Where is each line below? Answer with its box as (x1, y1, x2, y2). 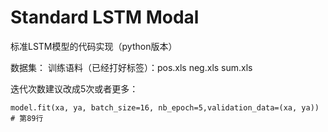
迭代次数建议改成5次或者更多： (10, 82, 139, 95)
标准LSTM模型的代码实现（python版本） (10, 40, 178, 52)
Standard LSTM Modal (10, 6, 200, 29)
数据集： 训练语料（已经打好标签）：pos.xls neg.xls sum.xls (10, 61, 253, 73)
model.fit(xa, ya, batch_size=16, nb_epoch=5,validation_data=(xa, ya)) (10, 102, 320, 113)
